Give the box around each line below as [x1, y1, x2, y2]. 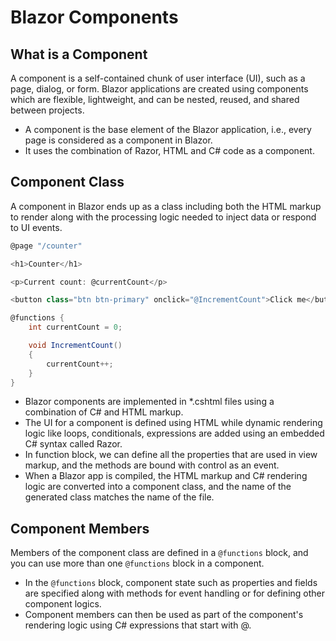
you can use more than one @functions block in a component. [10, 557, 265, 570]
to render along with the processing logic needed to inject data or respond [10, 211, 317, 223]
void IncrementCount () [28, 341, 123, 351]
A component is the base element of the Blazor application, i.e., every [24, 124, 312, 135]
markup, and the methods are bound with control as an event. [24, 459, 280, 471]
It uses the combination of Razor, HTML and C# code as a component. [24, 145, 315, 156]
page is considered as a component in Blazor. [24, 134, 213, 146]
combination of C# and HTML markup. [24, 406, 184, 418]
